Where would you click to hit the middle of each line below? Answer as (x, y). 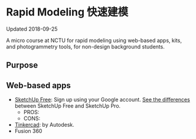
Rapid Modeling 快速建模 (67, 12)
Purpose (22, 65)
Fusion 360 (28, 131)
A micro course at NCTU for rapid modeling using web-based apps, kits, (94, 40)
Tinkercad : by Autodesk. (45, 125)
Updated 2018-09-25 (32, 29)
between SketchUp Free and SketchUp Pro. (68, 106)
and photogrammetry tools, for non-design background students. (86, 46)
